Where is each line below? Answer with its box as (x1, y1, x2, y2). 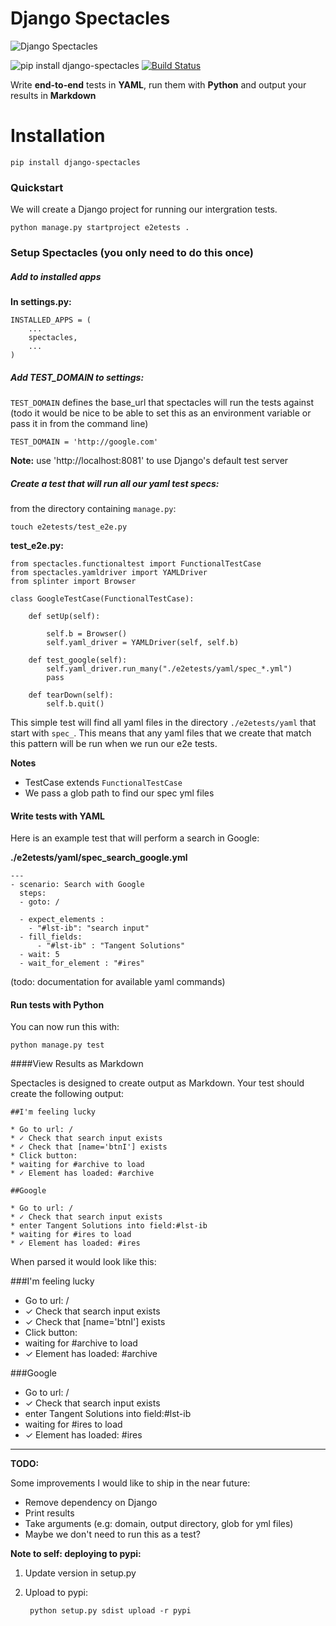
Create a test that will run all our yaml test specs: (10, 477, 220, 489)
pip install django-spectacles (10, 157, 141, 167)
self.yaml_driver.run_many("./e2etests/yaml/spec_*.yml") (46, 664, 293, 674)
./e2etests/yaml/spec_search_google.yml (10, 852, 188, 864)
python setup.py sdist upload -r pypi (29, 1606, 192, 1616)
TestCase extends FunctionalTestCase (24, 777, 183, 788)
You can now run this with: (10, 1021, 120, 1033)
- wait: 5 (19, 950, 60, 960)
